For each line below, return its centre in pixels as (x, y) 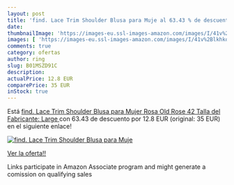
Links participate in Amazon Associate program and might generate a (107, 167)
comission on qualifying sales (50, 175)
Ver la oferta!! (27, 154)
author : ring (26, 59)
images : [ (22, 40)
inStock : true (28, 91)
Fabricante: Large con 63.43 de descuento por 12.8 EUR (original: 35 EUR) (114, 119)
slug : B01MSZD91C (32, 66)
